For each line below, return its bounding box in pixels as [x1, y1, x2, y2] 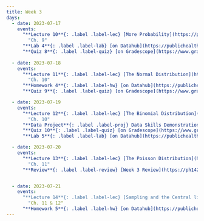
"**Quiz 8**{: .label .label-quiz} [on [22, 49, 123, 55]
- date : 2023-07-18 [12, 60, 61, 66]
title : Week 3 [6, 9, 42, 15]
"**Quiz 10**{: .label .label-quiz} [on [22, 127, 126, 134]
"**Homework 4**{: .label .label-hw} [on [22, 83, 129, 89]
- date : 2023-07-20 [12, 144, 61, 150]
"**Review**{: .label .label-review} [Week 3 [22, 167, 140, 173]
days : [6, 15, 20, 21]
